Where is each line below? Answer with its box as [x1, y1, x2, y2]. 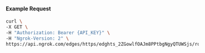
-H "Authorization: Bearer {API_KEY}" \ [6, 29, 111, 36]
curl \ [6, 18, 23, 24]
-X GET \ [6, 24, 28, 30]
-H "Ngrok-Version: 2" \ [6, 35, 69, 41]
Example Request [6, 5, 51, 12]
